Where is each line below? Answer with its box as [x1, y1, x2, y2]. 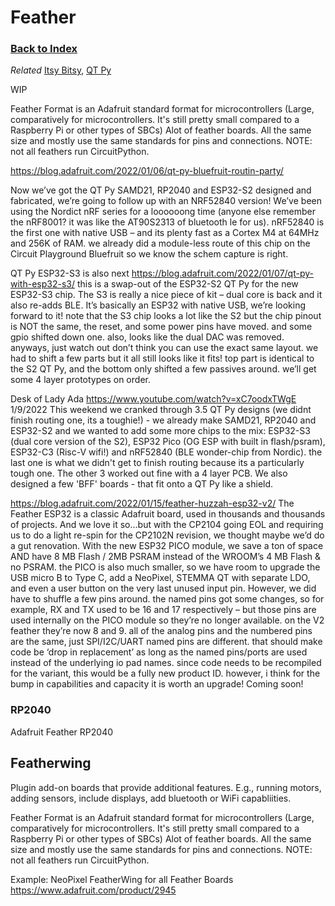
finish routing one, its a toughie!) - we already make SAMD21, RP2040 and [10, 414, 317, 426]
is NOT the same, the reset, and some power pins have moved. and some [10, 321, 313, 333]
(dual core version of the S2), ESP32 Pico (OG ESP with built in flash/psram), [10, 436, 326, 448]
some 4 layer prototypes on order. [10, 374, 151, 386]
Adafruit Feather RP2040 [10, 726, 114, 738]
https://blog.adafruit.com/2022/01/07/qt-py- [131, 267, 314, 280]
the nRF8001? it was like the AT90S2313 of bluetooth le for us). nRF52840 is [10, 216, 325, 228]
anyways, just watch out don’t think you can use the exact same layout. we [10, 342, 319, 354]
